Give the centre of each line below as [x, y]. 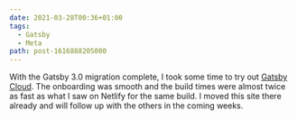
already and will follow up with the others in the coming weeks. [126, 106]
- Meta [30, 43]
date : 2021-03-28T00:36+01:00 [66, 18]
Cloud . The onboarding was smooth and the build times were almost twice [148, 87]
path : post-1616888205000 [58, 51]
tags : [19, 26]
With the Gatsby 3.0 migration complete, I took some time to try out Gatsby [148, 77]
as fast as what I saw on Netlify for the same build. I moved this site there [145, 97]
